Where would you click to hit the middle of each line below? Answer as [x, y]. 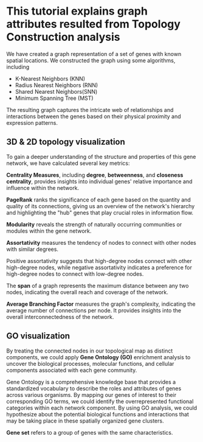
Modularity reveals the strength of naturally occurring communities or [94, 224]
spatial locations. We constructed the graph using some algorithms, [91, 60]
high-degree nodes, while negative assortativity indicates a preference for [99, 267]
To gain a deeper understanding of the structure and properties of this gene [101, 156]
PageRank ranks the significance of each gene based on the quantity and [99, 200]
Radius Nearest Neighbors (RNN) [57, 85]
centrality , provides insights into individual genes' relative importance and [99, 181]
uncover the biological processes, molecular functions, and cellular [90, 363]
